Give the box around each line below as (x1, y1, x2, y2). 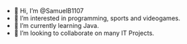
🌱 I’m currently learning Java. (13, 22, 100, 29)
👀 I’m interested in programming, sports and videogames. (13, 14, 181, 22)
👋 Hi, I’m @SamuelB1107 (13, 7, 84, 15)
